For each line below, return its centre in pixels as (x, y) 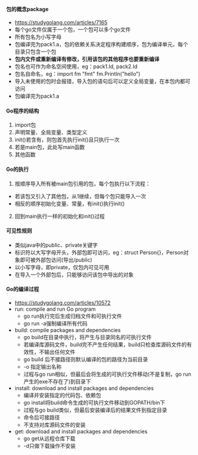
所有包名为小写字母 (38, 37)
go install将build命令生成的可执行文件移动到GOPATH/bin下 (94, 403)
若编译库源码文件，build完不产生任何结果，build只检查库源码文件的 (105, 345)
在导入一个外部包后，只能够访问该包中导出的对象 (74, 275)
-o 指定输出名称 (42, 367)
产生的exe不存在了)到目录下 (57, 382)
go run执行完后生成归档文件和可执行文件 (73, 316)
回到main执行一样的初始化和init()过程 (60, 216)
